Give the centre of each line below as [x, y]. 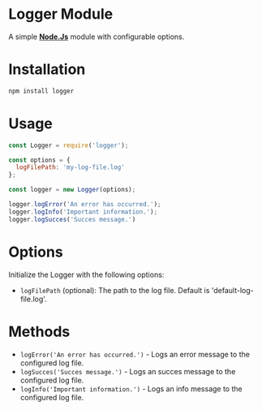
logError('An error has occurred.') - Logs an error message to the [135, 354]
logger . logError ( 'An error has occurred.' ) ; [85, 205]
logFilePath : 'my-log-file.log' [71, 167]
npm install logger [41, 91]
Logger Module [61, 14]
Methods [39, 332]
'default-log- [232, 290]
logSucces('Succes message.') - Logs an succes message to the [128, 371]
